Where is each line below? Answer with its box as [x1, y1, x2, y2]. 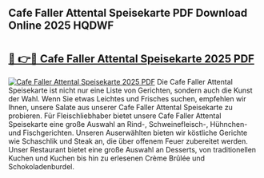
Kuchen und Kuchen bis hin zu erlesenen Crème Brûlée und [8, 153, 206, 163]
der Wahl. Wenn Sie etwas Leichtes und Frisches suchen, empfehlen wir [8, 94, 246, 103]
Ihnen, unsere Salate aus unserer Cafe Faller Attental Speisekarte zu [8, 103, 234, 112]
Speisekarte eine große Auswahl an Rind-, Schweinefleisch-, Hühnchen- [8, 120, 248, 129]
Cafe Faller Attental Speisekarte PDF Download [8, 6, 248, 20]
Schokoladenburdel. [8, 162, 74, 171]
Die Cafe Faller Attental [157, 77, 234, 86]
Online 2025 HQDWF [8, 19, 114, 33]
